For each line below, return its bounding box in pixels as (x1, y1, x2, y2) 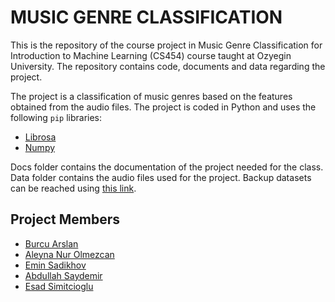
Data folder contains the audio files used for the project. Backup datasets (10, 171, 312, 183)
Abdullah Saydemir (24, 269, 103, 281)
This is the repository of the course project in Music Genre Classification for (10, 39, 323, 51)
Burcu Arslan (24, 237, 79, 250)
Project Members (10, 211, 121, 228)
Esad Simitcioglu (24, 280, 94, 292)
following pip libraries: (10, 111, 103, 123)
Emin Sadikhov (24, 259, 87, 271)
